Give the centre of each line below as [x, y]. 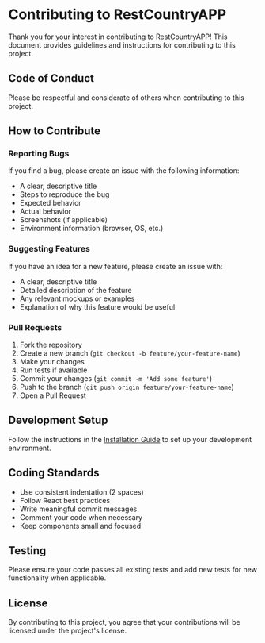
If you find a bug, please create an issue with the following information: [124, 171]
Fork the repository [51, 345]
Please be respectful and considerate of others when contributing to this [127, 98]
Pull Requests [35, 327]
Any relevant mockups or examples [77, 298]
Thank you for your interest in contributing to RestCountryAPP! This [118, 37]
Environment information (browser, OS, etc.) [91, 229]
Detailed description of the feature [76, 290]
